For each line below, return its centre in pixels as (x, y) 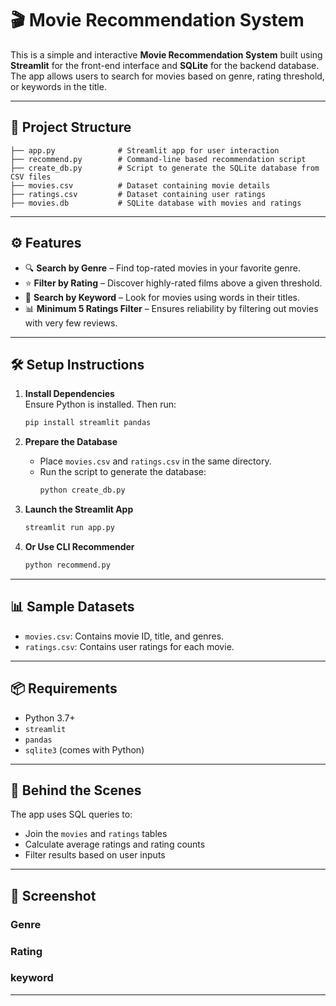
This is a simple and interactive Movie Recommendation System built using (166, 54)
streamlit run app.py (69, 528)
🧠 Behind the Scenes (76, 790)
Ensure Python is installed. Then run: (100, 404)
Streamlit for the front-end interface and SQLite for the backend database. (165, 65)
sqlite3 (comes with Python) (84, 749)
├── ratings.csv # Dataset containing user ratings (138, 194)
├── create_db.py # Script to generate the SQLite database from (165, 168)
